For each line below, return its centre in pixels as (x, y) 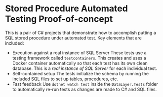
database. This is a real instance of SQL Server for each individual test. (84, 68)
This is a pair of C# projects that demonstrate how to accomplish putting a (81, 32)
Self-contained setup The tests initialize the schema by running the (81, 73)
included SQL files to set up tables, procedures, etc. (65, 79)
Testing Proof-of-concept (59, 19)
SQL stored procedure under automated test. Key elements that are (73, 38)
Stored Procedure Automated (67, 9)
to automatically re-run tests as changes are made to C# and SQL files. (84, 89)
